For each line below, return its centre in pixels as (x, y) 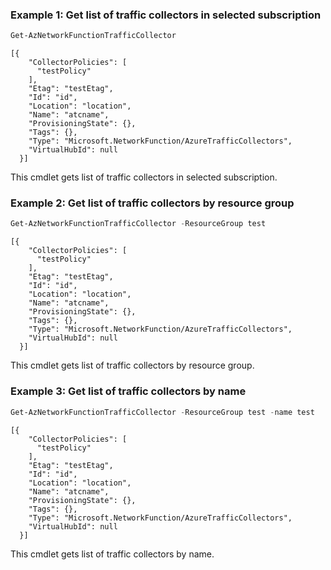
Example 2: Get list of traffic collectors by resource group (152, 203)
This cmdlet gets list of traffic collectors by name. (112, 554)
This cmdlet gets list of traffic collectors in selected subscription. (144, 177)
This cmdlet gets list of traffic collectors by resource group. (132, 365)
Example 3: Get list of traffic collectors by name (128, 391)
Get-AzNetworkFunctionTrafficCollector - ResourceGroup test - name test (162, 412)
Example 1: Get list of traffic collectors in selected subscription (166, 15)
